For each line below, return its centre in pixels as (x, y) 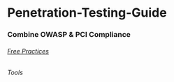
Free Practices (28, 51)
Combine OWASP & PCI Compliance (69, 35)
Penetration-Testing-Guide (87, 13)
